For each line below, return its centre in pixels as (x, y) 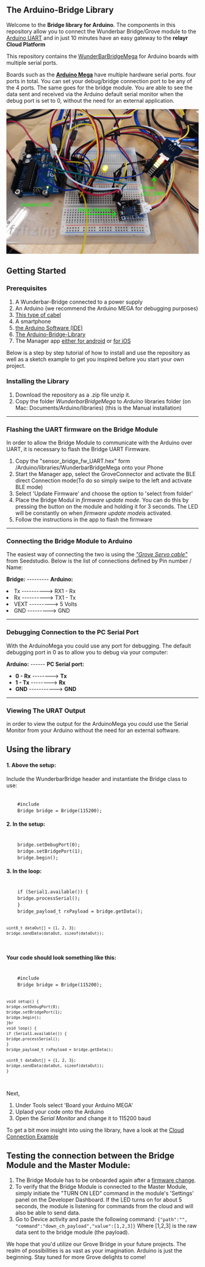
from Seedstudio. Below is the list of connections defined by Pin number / (99, 561)
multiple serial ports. (32, 62)
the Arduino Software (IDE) (49, 327)
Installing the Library (38, 381)
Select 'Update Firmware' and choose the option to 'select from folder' (104, 494)
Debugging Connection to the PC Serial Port (73, 632)
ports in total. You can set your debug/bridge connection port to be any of (99, 81)
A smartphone (33, 321)
